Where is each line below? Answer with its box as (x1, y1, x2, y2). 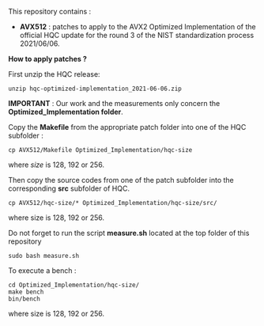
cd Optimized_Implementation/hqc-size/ (8, 281, 140, 289)
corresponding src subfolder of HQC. (8, 184, 130, 193)
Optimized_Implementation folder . (8, 107, 124, 116)
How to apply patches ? (8, 55, 87, 63)
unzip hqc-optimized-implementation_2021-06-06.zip (8, 85, 182, 93)
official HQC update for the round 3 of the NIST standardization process (19, 31, 255, 40)
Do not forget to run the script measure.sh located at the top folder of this (8, 229, 250, 237)
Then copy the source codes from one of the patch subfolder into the (8, 176, 235, 184)
